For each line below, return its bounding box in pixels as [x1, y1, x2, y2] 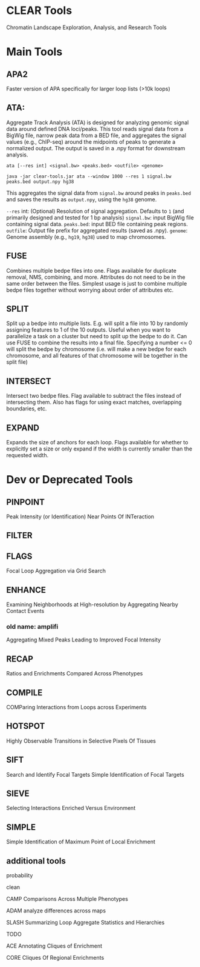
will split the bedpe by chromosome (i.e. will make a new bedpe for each [6, 346, 187, 353]
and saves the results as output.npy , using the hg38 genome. [6, 195, 157, 203]
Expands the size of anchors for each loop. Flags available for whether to [6, 439, 189, 446]
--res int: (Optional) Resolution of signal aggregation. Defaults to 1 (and [6, 207, 184, 215]
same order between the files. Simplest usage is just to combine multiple [6, 279, 187, 287]
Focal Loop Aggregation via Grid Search [6, 567, 106, 575]
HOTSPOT [6, 721, 45, 731]
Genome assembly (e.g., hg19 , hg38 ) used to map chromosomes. [6, 233, 166, 240]
